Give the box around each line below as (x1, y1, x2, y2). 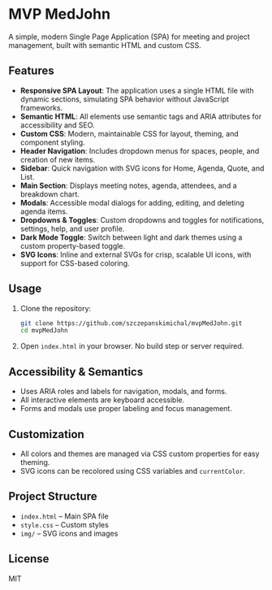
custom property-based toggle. (19, 241, 126, 250)
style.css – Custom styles (19, 519, 110, 529)
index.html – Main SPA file (19, 511, 109, 521)
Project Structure (8, 489, 97, 504)
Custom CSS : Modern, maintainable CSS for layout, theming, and (19, 128, 240, 138)
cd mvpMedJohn (19, 327, 68, 335)
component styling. (19, 137, 85, 147)
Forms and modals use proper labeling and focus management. (19, 404, 233, 414)
